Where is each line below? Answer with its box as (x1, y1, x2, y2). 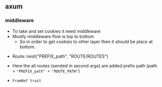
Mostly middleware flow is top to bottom (12, 33, 95, 39)
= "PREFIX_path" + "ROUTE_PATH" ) (12, 68, 80, 74)
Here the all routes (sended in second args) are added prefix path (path (12, 63, 158, 68)
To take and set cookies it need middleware (12, 28, 101, 34)
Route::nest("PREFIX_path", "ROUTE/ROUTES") (12, 53, 108, 59)
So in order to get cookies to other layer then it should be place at (19, 39, 153, 44)
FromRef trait (12, 78, 41, 83)
